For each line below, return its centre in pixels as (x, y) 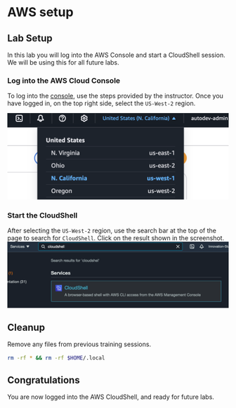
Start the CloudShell (42, 216)
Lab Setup (30, 38)
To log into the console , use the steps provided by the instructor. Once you (115, 96)
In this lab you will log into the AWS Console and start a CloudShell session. (117, 55)
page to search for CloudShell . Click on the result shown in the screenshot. (116, 238)
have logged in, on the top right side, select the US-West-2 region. (101, 103)
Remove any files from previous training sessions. (79, 344)
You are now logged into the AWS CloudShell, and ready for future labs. (111, 397)
